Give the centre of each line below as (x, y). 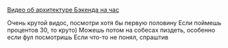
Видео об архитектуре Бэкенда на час (63, 10)
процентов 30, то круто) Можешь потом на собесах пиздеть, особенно (111, 30)
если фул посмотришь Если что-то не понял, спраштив (88, 37)
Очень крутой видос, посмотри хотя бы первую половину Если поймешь (114, 23)
